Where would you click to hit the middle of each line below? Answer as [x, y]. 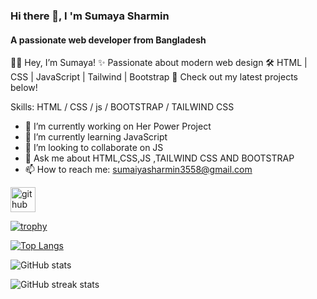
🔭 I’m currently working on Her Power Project [118, 126]
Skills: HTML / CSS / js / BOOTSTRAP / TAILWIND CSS [122, 107]
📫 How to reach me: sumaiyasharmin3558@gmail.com [138, 170]
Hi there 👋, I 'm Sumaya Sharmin [90, 16]
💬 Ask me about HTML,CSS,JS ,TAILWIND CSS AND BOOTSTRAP [159, 158]
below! [24, 88]
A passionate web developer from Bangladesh [108, 40]
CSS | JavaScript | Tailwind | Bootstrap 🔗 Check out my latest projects [154, 77]
